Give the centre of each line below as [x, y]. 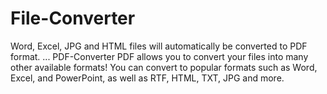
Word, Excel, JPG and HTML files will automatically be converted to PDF [159, 46]
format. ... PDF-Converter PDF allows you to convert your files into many [159, 56]
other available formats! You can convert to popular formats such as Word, [164, 67]
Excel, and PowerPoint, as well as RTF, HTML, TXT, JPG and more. [147, 78]
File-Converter [73, 18]
